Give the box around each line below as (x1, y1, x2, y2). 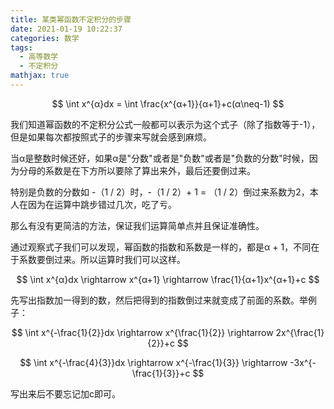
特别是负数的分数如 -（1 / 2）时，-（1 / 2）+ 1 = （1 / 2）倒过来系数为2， (10, 186, 310, 198)
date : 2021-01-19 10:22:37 (10, 24, 123, 34)
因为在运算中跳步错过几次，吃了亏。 (27, 198, 177, 210)
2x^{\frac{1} (275, 326, 325, 338)
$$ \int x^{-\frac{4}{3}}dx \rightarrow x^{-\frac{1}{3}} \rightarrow (19, 356, 288, 368)
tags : (10, 42, 33, 53)
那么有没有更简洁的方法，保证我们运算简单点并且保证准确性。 (10, 219, 265, 231)
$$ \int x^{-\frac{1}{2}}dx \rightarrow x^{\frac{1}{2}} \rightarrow (11, 326, 274, 338)
